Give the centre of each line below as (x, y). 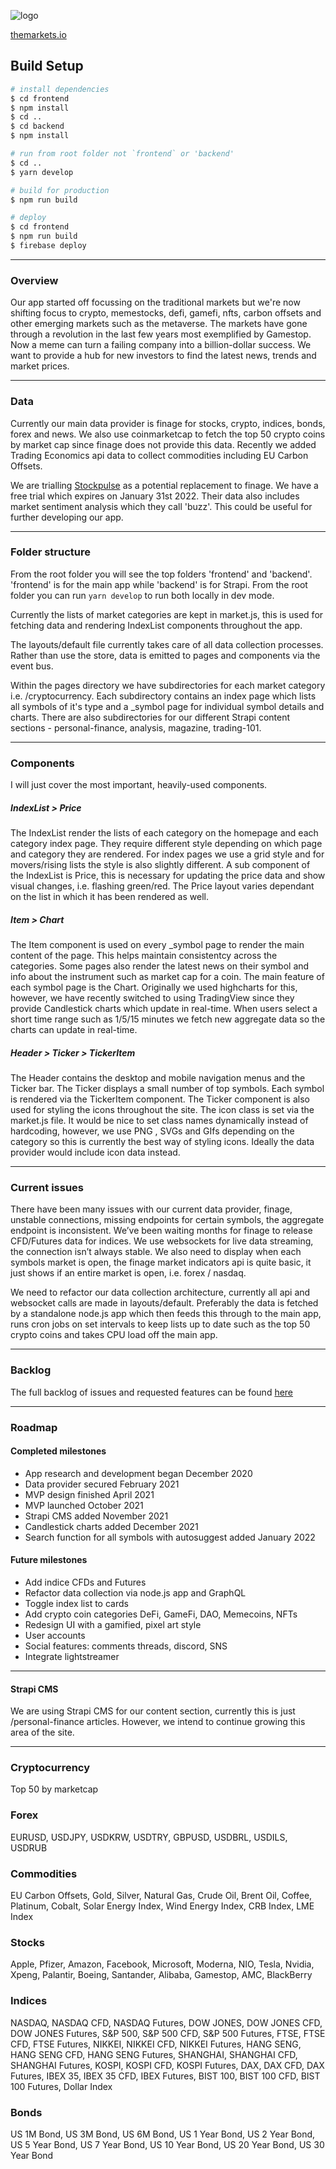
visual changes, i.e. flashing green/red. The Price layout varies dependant (162, 886)
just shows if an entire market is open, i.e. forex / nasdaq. (128, 1273)
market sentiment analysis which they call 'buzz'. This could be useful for (161, 506)
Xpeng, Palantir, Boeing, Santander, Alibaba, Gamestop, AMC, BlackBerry (161, 1975)
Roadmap (34, 1427)
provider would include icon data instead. (95, 1152)
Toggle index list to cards (76, 1603)
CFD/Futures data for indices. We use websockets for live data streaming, (162, 1241)
